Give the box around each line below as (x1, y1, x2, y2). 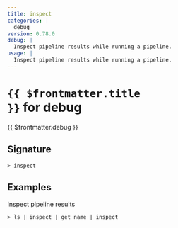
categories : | (7, 17, 49, 24)
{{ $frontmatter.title (7, 86, 141, 100)
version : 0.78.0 (7, 30, 55, 38)
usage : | (7, 50, 33, 57)
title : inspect (7, 10, 52, 18)
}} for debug (7, 99, 83, 115)
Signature (7, 143, 52, 156)
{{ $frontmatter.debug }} (7, 122, 79, 131)
